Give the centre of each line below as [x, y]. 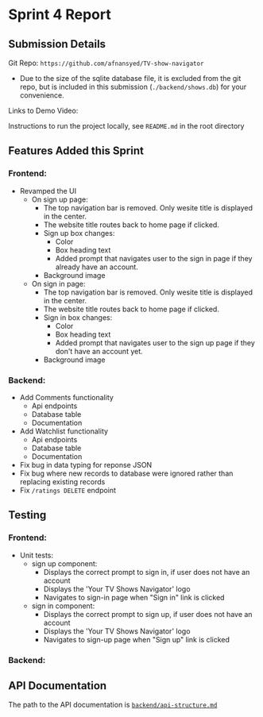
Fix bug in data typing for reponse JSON [86, 465]
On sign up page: [60, 199]
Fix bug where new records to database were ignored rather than [126, 473]
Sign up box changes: [79, 233]
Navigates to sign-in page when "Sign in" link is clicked [134, 597]
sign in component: [63, 606]
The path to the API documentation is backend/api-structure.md [113, 705]
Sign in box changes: [78, 317]
